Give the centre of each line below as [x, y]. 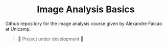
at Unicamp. [18, 29]
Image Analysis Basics [86, 9]
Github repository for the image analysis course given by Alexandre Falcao [84, 24]
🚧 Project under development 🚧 [51, 39]
